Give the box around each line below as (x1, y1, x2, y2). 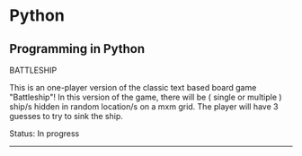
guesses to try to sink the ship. (9, 111, 124, 121)
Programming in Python (9, 41, 146, 56)
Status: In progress (9, 128, 80, 139)
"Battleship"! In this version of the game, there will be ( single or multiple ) (9, 91, 282, 102)
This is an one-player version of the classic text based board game (9, 82, 257, 92)
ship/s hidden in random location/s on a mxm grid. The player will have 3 (9, 101, 279, 112)
